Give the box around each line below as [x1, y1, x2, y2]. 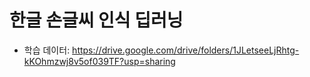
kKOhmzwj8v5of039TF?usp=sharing [23, 55, 176, 67]
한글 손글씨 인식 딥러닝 [9, 9, 184, 32]
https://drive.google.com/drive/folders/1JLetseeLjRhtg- [72, 44, 300, 56]
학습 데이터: [23, 44, 71, 56]
